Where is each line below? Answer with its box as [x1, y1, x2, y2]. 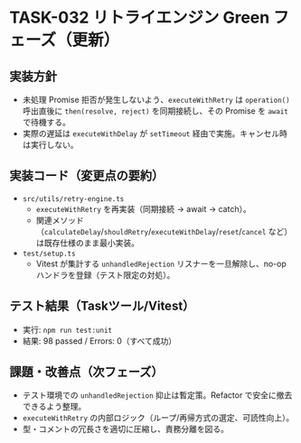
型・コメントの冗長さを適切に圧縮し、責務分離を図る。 [22, 424, 229, 435]
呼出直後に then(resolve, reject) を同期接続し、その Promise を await [22, 106, 289, 116]
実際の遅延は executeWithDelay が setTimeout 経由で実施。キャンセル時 [22, 128, 287, 139]
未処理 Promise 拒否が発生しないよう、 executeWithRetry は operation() [22, 95, 291, 105]
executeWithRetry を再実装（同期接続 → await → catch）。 [35, 203, 251, 214]
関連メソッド [35, 215, 84, 226]
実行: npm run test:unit [22, 324, 113, 335]
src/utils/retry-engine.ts [22, 194, 125, 203]
